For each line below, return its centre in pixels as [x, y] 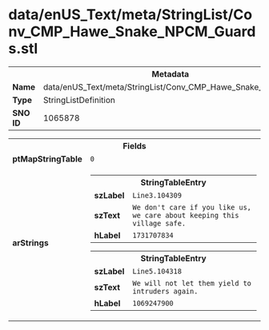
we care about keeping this [185, 215]
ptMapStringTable [47, 159]
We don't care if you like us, [192, 207]
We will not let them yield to [192, 283]
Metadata [171, 74]
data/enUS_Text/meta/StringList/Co [130, 15]
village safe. [159, 223]
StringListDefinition [79, 100]
